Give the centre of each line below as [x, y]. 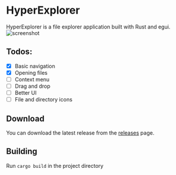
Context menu [32, 79]
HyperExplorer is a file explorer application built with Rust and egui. [88, 27]
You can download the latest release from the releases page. [80, 133]
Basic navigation [35, 66]
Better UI [25, 93]
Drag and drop [32, 86]
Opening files [31, 72]
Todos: [19, 52]
